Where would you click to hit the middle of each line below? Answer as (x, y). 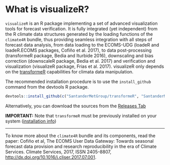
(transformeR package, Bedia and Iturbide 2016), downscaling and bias (79, 55)
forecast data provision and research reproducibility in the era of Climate (81, 146)
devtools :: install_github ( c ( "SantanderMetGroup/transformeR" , (72, 96)
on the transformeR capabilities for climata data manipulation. (69, 71)
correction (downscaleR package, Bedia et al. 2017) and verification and (80, 61)
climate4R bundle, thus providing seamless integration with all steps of (79, 39)
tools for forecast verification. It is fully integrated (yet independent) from (81, 28)
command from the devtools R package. (47, 87)
